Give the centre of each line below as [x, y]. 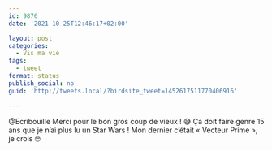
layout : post [30, 38]
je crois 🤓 [24, 138]
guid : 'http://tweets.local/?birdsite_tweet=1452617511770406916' [123, 91]
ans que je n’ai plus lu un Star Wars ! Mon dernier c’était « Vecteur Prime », [133, 130]
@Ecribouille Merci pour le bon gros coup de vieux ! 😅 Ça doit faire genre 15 [136, 121]
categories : [28, 45]
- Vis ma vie [38, 54]
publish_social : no [41, 83]
